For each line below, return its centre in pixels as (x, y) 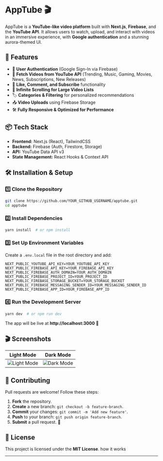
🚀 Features (22, 57)
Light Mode (23, 355)
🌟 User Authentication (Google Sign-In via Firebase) (65, 69)
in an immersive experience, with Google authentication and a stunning (77, 37)
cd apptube (16, 206)
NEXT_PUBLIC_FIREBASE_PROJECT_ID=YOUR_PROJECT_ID (56, 277)
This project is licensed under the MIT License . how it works (65, 449)
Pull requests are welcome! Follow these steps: (52, 392)
